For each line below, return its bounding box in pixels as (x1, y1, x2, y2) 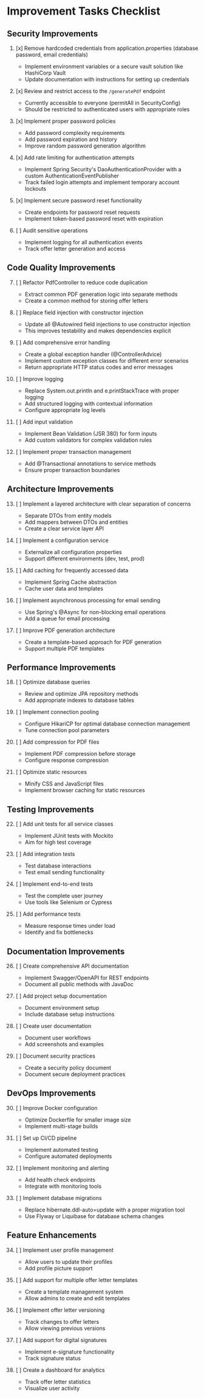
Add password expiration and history (24, 135, 117, 143)
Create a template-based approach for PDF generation (24, 638, 161, 645)
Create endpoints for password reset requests (24, 208, 140, 216)
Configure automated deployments (24, 1153, 112, 1160)
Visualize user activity (24, 1384, 80, 1392)
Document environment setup (24, 1004, 100, 1012)
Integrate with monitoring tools (24, 1182, 102, 1190)
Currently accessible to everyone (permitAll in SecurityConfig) (24, 99, 181, 106)
